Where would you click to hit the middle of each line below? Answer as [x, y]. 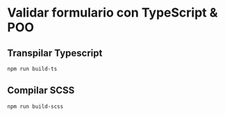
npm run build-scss [35, 106]
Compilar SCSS [41, 90]
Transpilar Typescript [55, 53]
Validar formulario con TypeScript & [112, 13]
